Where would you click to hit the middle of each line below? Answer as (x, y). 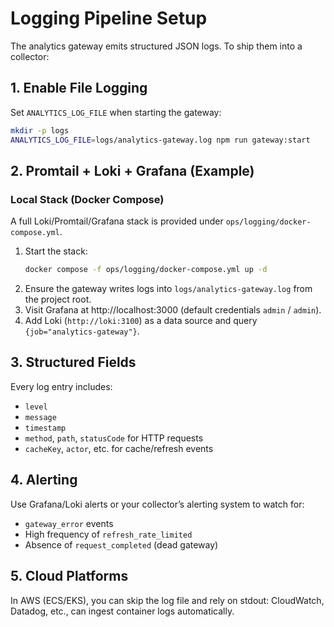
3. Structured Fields (73, 362)
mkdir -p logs (40, 130)
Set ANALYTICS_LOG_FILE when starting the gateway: (116, 112)
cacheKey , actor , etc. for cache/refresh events (119, 448)
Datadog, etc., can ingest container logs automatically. (122, 611)
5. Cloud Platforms (69, 576)
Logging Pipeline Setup (109, 18)
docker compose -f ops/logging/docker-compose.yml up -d (146, 270)
